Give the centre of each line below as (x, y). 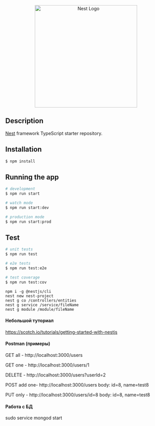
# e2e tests (18, 264)
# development (20, 189)
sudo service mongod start (34, 418)
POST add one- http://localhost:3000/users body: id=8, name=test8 (77, 385)
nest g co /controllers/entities (41, 300)
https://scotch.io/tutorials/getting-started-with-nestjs (61, 332)
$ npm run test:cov (26, 282)
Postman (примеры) (28, 344)
